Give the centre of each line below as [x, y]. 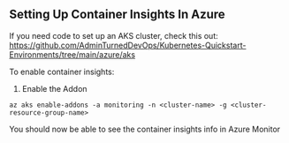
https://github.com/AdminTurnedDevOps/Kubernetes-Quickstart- [128, 45]
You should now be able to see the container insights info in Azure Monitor [145, 129]
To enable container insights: [62, 71]
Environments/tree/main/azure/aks [72, 54]
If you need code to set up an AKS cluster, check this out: [114, 35]
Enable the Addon [54, 88]
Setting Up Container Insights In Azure [117, 15]
